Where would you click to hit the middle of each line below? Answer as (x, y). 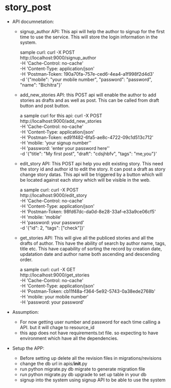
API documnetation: (33, 21)
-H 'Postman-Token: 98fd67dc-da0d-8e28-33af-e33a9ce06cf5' (88, 211)
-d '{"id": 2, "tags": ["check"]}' (52, 228)
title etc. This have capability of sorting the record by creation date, (91, 249)
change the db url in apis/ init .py (54, 363)
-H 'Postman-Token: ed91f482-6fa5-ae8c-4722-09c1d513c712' (87, 137)
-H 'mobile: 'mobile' (41, 217)
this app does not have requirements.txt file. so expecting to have (89, 333)
